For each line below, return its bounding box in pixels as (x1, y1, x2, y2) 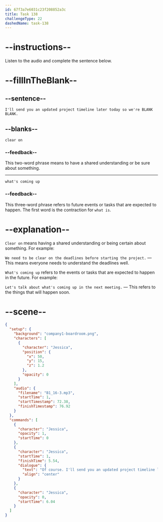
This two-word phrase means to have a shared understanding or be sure (5, 160, 150, 166)
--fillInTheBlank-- (5, 75, 78, 86)
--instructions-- (5, 42, 71, 53)
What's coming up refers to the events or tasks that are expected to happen (5, 269, 155, 275)
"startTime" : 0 (17, 436, 49, 441)
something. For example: (5, 245, 55, 251)
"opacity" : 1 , (17, 431, 47, 436)
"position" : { (22, 349, 51, 354)
